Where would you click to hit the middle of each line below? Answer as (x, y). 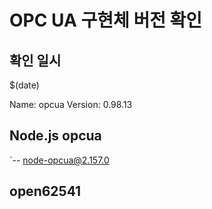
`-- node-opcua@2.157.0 (59, 160)
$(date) (24, 85)
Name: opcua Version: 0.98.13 (71, 104)
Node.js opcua (55, 136)
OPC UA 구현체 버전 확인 (106, 20)
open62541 (45, 191)
